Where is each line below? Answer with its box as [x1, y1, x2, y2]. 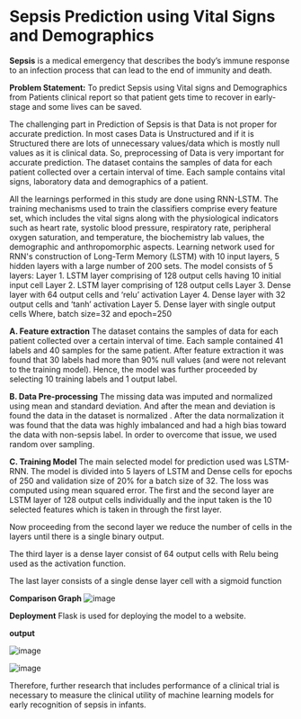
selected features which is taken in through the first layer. [9, 504, 222, 515]
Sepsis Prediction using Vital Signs [9, 6, 276, 27]
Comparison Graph [9, 592, 83, 604]
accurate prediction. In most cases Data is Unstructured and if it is [9, 128, 254, 139]
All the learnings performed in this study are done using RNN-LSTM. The [9, 193, 279, 204]
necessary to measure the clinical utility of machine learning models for [9, 689, 274, 700]
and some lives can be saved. [31, 101, 142, 112]
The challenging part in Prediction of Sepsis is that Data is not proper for [9, 119, 278, 130]
